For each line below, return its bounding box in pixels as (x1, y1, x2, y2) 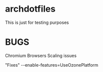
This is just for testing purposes (5, 19, 69, 25)
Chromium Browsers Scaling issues (5, 53, 77, 58)
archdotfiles (5, 3, 55, 15)
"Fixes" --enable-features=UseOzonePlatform (5, 62, 99, 68)
